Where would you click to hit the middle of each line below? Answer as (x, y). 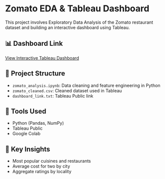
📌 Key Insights (28, 149)
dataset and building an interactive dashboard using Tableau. (67, 27)
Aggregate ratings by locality (42, 172)
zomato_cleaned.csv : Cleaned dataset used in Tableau (67, 90)
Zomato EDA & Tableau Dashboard (77, 9)
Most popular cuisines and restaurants (52, 161)
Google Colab (26, 134)
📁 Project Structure (35, 74)
